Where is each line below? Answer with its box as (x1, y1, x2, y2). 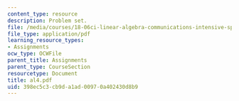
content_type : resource (7, 10, 78, 18)
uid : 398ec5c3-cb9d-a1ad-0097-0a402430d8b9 (7, 83, 139, 90)
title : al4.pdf (7, 76, 53, 84)
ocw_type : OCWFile (7, 51, 62, 58)
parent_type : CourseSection (7, 63, 91, 70)
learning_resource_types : (7, 37, 84, 44)
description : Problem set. (7, 17, 87, 24)
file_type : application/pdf (7, 30, 91, 38)
